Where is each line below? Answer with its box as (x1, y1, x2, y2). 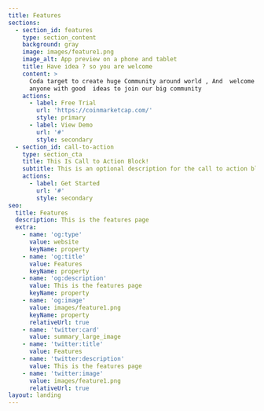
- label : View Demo (28, 121, 93, 129)
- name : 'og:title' (22, 252, 86, 260)
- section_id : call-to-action (15, 143, 114, 151)
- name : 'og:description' (22, 274, 108, 283)
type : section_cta (22, 150, 82, 158)
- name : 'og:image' (22, 296, 86, 304)
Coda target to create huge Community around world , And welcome (28, 77, 255, 85)
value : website (28, 238, 79, 246)
